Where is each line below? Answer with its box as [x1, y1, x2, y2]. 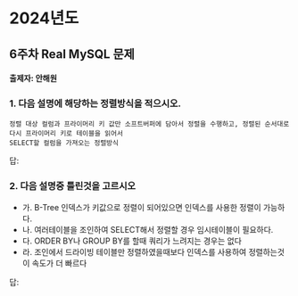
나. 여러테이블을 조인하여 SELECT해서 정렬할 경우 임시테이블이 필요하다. [21, 224, 274, 234]
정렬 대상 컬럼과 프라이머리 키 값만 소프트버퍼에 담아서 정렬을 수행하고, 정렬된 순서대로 [9, 119, 290, 129]
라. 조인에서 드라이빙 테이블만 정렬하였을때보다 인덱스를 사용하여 [21, 246, 247, 257]
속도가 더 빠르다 [31, 258, 87, 268]
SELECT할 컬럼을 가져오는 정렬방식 [9, 139, 119, 148]
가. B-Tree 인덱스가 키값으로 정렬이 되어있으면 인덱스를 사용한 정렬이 [21, 201, 261, 212]
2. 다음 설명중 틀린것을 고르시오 [9, 180, 137, 193]
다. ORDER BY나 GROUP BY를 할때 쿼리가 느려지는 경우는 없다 [21, 235, 243, 246]
